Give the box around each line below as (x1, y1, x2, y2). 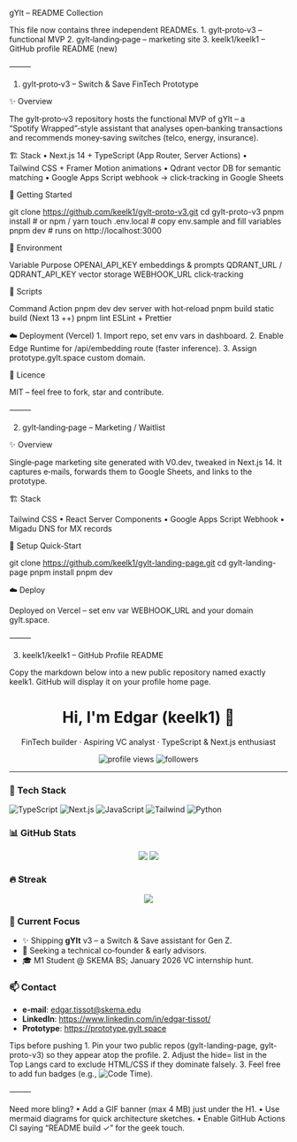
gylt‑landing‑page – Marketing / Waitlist (21, 422, 166, 433)
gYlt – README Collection (9, 8, 103, 18)
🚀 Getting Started (9, 189, 72, 200)
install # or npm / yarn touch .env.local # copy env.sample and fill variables (9, 216, 282, 226)
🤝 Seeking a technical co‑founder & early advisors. (21, 946, 207, 956)
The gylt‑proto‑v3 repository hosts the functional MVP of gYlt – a (9, 114, 246, 124)
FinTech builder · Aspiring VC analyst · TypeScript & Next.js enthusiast (20, 736, 277, 747)
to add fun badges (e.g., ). (9, 1069, 153, 1079)
